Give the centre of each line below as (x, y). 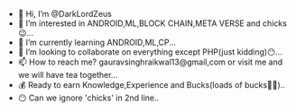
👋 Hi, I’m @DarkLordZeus (65, 14)
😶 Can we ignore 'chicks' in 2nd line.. (88, 98)
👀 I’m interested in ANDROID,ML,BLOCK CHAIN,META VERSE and (139, 23)
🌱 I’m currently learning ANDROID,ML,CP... (97, 42)
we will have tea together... (68, 75)
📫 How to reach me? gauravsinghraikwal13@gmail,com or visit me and (150, 62)
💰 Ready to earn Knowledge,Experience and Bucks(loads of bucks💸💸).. (152, 85)
